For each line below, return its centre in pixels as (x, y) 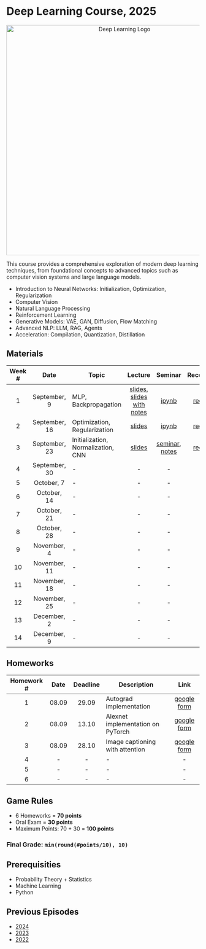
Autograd (119, 699)
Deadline (86, 684)
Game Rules (30, 801)
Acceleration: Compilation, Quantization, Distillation (80, 334)
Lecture (139, 374)
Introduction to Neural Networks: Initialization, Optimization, (91, 289)
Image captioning (131, 742)
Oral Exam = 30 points (44, 822)
